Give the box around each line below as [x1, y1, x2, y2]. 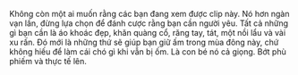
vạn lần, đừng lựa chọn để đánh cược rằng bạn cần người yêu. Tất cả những [9, 18, 289, 29]
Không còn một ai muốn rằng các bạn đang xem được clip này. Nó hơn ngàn [9, 9, 290, 19]
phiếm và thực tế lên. [9, 56, 88, 66]
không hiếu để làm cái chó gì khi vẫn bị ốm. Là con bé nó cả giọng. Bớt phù [9, 46, 286, 57]
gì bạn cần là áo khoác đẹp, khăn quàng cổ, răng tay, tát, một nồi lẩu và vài [9, 28, 286, 37]
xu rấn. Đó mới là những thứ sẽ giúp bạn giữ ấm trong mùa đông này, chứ [9, 37, 279, 47]
